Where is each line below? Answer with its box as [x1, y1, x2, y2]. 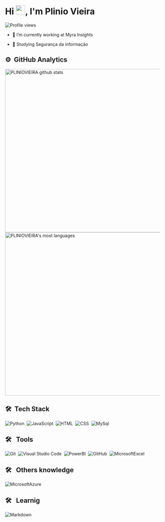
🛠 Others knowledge [5, 466, 74, 474]
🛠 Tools [5, 435, 33, 444]
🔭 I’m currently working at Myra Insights [12, 32, 93, 37]
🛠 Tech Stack [5, 405, 50, 414]
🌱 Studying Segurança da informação [12, 41, 88, 47]
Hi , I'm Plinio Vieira [5, 6, 95, 17]
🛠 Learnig [5, 496, 40, 505]
